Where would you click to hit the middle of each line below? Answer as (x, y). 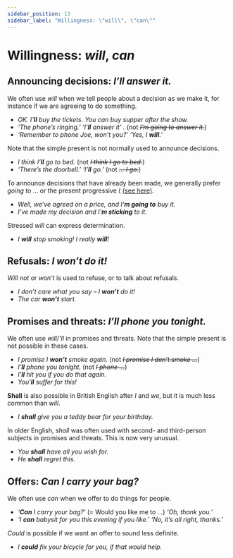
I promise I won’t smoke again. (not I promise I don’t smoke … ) (109, 360)
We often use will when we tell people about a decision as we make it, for (113, 98)
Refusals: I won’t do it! (57, 261)
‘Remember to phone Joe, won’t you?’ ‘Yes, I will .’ (90, 134)
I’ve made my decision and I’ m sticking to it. (82, 212)
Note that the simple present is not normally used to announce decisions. (113, 148)
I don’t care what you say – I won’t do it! (76, 292)
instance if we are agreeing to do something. (72, 106)
